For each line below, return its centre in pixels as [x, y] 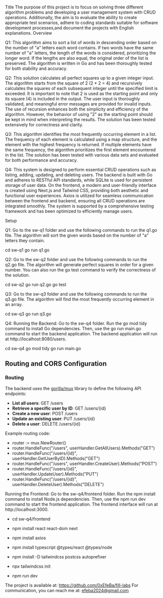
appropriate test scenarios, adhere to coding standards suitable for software [81, 22]
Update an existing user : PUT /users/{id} [54, 419]
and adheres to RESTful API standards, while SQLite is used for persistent [79, 180]
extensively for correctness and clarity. [44, 125]
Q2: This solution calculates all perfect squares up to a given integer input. [80, 78]
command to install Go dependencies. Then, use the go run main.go [73, 329]
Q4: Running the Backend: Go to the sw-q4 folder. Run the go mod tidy [76, 323]
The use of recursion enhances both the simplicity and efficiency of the [77, 109]
